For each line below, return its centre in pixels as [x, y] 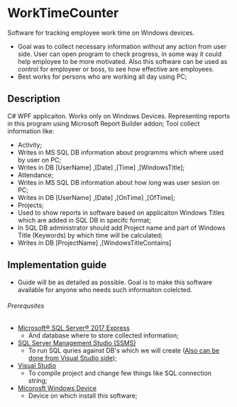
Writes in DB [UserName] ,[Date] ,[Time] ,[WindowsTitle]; [101, 167]
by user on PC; [39, 160]
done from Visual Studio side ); [72, 358]
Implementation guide [57, 265]
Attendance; [35, 174]
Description [34, 99]
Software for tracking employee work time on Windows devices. [101, 33]
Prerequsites [26, 306]
